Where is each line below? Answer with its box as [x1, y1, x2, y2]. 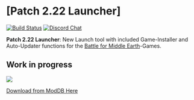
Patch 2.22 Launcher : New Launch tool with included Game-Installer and [6, 36, 189, 43]
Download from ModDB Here [6, 87, 78, 94]
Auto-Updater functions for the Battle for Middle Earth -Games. [6, 42, 161, 49]
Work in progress [6, 60, 72, 70]
